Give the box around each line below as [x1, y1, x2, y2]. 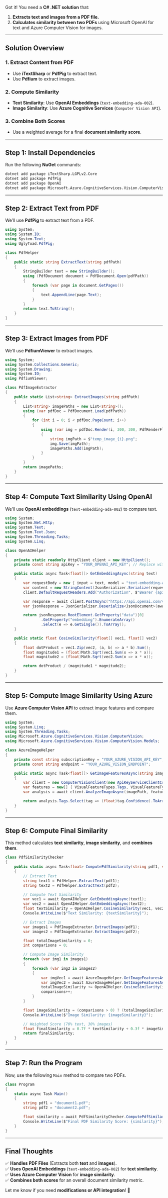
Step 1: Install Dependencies [5, 148, 95, 157]
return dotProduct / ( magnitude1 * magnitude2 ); [23, 664, 126, 669]
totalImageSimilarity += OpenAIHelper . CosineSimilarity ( [40, 985, 162, 990]
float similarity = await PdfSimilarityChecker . [23, 1115, 126, 1120]
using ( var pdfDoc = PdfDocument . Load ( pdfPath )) [23, 408, 126, 414]
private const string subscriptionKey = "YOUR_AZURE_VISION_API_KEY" [14, 757, 162, 762]
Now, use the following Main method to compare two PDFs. [5, 1072, 126, 1078]
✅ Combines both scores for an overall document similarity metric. [5, 1177, 144, 1183]
